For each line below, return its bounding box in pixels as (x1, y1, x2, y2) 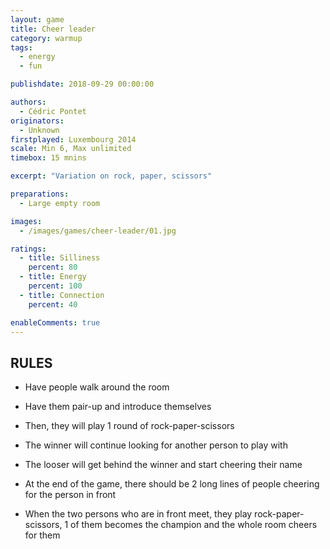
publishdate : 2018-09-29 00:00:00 (10, 79, 155, 90)
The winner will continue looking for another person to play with (24, 439, 288, 451)
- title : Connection (19, 290, 105, 300)
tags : (10, 42, 33, 53)
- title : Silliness (19, 253, 101, 263)
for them (24, 529, 61, 541)
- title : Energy (19, 272, 87, 282)
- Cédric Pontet (19, 106, 87, 116)
